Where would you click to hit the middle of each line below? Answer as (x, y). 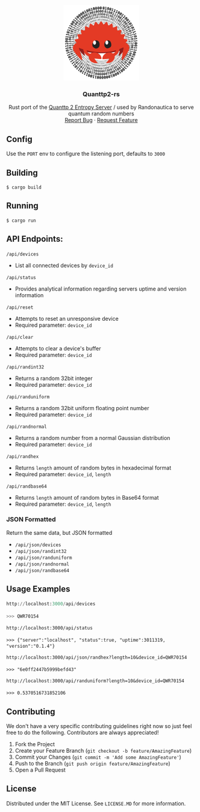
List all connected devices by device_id (64, 265)
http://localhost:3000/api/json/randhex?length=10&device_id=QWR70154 (97, 658)
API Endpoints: (35, 239)
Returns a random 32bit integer (54, 378)
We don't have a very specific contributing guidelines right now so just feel (99, 726)
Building (22, 172)
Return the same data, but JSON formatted (59, 532)
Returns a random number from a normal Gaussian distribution (92, 438)
